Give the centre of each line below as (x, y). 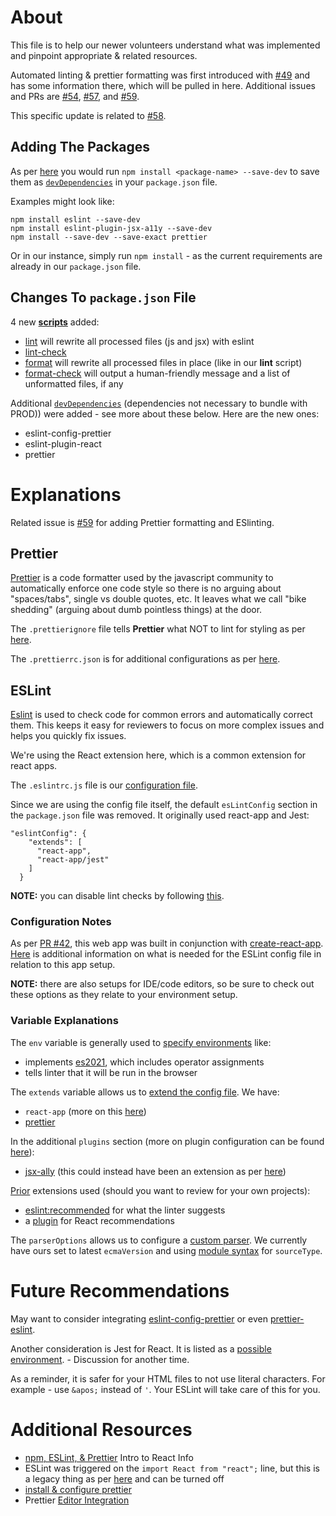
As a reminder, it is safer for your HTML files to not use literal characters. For (168, 1378)
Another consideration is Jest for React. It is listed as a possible (141, 1348)
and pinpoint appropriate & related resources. (104, 55)
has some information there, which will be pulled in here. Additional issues (163, 85)
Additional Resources (101, 1429)
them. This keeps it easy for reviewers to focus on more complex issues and (167, 725)
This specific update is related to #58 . (88, 115)
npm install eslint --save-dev (75, 219)
